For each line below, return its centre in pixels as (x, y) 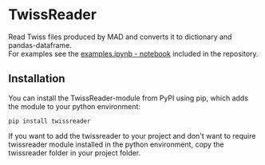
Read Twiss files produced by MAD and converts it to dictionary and (120, 37)
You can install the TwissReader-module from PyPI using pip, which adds (129, 98)
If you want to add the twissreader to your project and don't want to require (132, 136)
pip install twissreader (49, 121)
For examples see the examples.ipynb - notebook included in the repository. (133, 53)
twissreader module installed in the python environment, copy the (116, 144)
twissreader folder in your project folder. (75, 152)
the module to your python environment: (75, 106)
